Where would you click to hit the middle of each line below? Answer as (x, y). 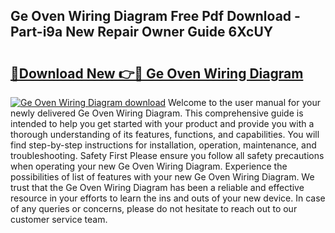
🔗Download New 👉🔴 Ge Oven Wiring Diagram (157, 73)
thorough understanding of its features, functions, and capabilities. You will (165, 134)
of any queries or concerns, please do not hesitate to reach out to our (154, 208)
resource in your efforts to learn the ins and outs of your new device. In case (168, 198)
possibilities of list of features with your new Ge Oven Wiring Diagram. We (162, 177)
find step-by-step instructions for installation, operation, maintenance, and (163, 145)
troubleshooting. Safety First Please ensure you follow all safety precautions (167, 155)
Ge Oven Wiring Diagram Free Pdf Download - (155, 16)
